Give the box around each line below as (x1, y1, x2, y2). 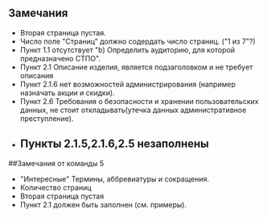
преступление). (19, 113, 74, 123)
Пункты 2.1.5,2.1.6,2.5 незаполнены (19, 137, 209, 151)
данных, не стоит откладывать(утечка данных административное (19, 105, 247, 115)
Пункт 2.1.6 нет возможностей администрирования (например (19, 79, 236, 89)
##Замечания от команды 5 (8, 158, 105, 168)
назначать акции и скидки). (19, 88, 115, 98)
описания (19, 70, 54, 80)
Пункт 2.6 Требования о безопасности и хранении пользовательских (19, 96, 259, 106)
